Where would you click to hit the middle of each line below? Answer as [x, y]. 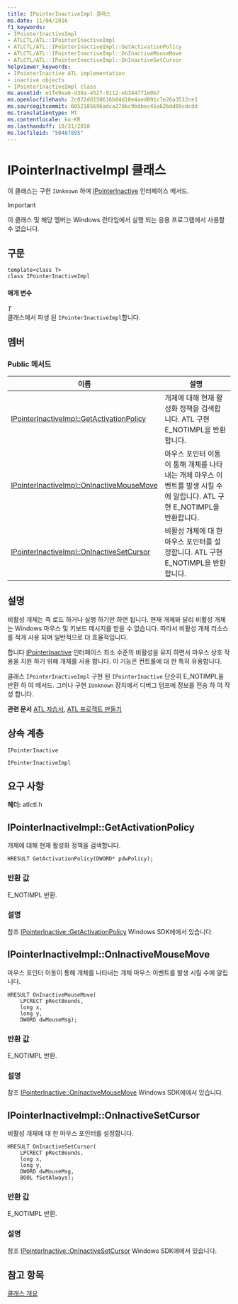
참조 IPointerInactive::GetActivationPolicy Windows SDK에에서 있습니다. [110, 931]
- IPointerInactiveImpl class [52, 87]
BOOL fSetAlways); [47, 1178]
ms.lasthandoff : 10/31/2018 [49, 126]
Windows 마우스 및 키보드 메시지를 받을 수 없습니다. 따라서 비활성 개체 [112, 628]
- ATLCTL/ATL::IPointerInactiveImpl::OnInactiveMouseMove [95, 54]
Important [22, 205]
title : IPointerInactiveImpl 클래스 [59, 14]
